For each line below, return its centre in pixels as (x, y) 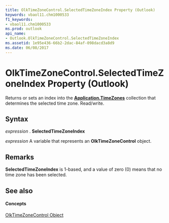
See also (19, 191)
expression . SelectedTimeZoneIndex (45, 131)
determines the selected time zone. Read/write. (55, 103)
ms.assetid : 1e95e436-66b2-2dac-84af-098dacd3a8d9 (60, 43)
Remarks (20, 157)
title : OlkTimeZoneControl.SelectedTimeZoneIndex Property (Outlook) (80, 10)
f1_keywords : (19, 19)
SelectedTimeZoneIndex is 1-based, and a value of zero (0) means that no (84, 169)
